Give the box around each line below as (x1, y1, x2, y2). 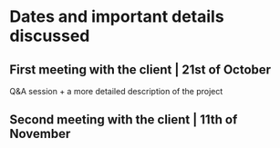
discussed (9, 25, 90, 46)
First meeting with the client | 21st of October (9, 62, 272, 77)
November (9, 126, 71, 142)
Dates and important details (9, 6, 225, 27)
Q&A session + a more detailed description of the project (9, 86, 223, 96)
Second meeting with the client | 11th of (9, 112, 238, 128)
